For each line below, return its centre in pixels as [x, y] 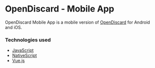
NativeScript [24, 55]
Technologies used [28, 40]
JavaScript [23, 50]
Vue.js [18, 61]
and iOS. [14, 27]
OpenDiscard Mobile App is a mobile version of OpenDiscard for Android [77, 22]
